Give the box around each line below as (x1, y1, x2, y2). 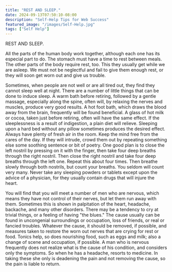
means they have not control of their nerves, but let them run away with (5, 196, 157, 202)
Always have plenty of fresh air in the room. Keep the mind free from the (5, 131, 159, 137)
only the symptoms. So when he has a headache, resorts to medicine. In (5, 250, 158, 256)
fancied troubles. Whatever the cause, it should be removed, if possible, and (5, 223, 167, 229)
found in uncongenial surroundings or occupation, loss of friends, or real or (5, 217, 165, 223)
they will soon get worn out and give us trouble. (5, 72, 106, 78)
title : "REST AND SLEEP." (5, 7, 61, 13)
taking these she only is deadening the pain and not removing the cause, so (5, 256, 166, 262)
